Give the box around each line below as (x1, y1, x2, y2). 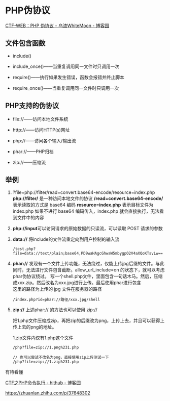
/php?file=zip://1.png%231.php (12, 345, 79, 350)
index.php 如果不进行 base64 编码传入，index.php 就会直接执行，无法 (12, 208, 160, 214)
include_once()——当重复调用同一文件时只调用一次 (12, 63, 120, 69)
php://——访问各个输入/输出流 (12, 137, 76, 143)
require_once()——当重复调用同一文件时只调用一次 (12, 85, 119, 91)
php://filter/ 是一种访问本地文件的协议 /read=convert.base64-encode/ (12, 195, 163, 202)
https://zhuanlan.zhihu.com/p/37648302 (5, 390, 90, 396)
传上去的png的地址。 (12, 324, 57, 330)
